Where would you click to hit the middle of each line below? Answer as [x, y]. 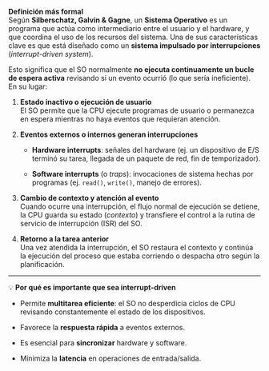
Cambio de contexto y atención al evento [89, 198]
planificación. [42, 264]
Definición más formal [46, 12]
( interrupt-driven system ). [51, 54]
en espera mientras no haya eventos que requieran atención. [120, 119]
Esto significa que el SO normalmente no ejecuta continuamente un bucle [131, 70]
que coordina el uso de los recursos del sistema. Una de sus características [133, 37]
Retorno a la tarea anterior [64, 239]
